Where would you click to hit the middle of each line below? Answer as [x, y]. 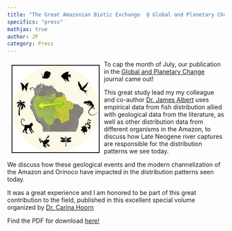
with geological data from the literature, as [164, 115]
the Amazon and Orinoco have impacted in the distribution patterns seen [110, 172]
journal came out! [129, 79]
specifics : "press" [35, 22]
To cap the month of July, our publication [162, 64]
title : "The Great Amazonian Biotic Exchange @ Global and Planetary [111, 15]
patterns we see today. [136, 151]
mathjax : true [28, 29]
